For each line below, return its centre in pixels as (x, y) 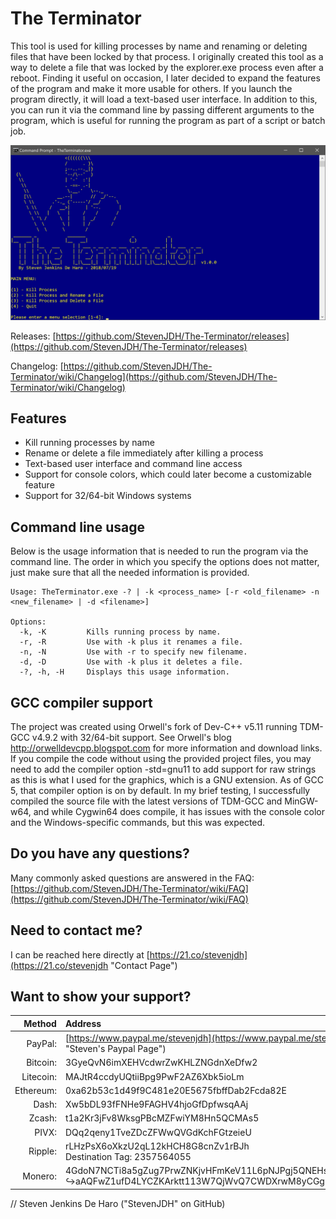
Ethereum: (35, 1090)
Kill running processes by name (89, 443)
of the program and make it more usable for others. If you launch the (151, 88)
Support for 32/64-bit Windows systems (108, 496)
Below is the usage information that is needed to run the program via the (159, 551)
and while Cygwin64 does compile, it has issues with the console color (179, 811)
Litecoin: (39, 1076)
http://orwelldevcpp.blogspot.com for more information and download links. (166, 748)
